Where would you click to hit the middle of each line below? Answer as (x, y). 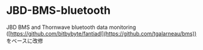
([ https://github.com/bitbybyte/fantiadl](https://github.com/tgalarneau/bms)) (101, 33)
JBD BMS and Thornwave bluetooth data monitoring (71, 27)
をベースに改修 (25, 40)
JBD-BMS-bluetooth (58, 11)
